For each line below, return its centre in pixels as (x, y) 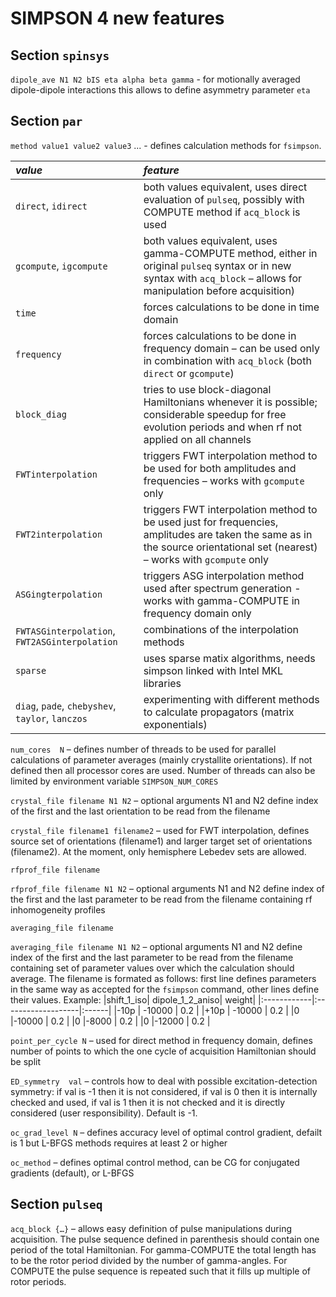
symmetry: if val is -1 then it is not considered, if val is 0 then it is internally (164, 1091)
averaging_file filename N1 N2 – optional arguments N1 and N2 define (156, 946)
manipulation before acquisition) (219, 290)
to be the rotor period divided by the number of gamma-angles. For (149, 1260)
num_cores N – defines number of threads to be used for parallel (143, 749)
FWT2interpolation (59, 534)
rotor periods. (38, 1281)
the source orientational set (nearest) (230, 547)
